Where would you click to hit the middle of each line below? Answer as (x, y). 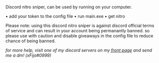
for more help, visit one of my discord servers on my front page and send (79, 50)
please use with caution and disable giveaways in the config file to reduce (79, 36)
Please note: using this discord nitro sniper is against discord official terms (80, 25)
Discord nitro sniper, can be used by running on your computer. (69, 7)
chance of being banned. (31, 41)
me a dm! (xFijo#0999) (28, 55)
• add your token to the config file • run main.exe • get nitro (65, 16)
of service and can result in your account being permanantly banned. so (78, 31)
